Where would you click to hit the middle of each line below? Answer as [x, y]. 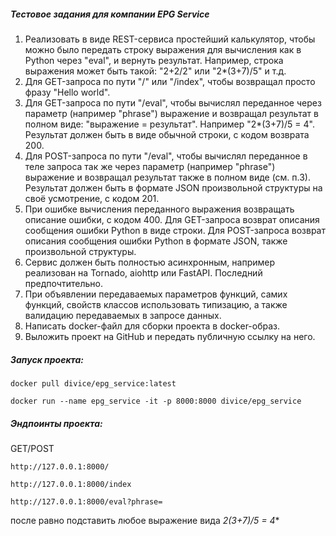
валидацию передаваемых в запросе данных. [123, 315]
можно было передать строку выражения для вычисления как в [163, 49]
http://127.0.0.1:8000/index [71, 484]
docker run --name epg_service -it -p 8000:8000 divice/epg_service [156, 401]
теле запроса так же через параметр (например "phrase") [150, 166]
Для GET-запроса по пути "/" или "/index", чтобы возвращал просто [170, 81]
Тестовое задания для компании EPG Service [110, 14]
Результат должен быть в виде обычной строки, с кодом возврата [167, 134]
